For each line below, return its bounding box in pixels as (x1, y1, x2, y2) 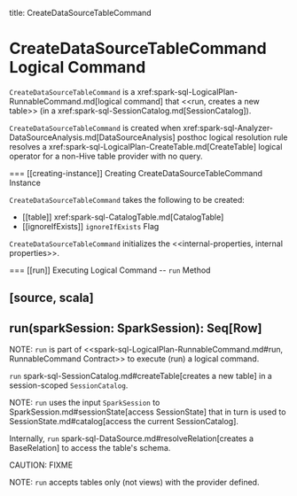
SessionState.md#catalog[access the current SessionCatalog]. (9, 416, 239, 427)
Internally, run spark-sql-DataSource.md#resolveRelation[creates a (9, 433, 254, 444)
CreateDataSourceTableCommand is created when (9, 122, 182, 133)
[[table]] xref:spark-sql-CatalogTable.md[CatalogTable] (21, 212, 224, 222)
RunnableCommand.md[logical (9, 96, 122, 106)
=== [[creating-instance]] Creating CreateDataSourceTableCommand (9, 167, 263, 178)
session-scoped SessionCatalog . (9, 380, 129, 391)
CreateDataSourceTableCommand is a (9, 86, 136, 97)
